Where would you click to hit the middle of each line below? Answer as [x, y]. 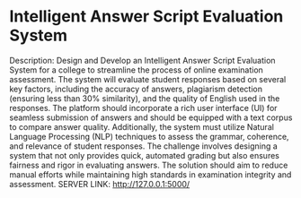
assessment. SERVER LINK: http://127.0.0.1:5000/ [100, 184]
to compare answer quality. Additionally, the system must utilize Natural [142, 126]
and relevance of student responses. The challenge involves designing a [144, 146]
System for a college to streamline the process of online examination [136, 70]
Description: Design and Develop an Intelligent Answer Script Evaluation [142, 60]
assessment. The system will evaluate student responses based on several [148, 79]
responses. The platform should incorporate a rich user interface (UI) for [143, 108]
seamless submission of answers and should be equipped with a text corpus [151, 117]
